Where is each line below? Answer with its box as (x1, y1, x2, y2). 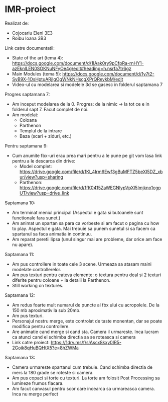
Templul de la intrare (19, 127, 62, 134)
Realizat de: (5, 20, 29, 26)
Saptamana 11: (5, 251, 35, 257)
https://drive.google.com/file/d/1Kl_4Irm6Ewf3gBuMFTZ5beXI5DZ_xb (19, 169, 163, 175)
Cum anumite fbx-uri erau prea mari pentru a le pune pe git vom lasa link (12, 152, 162, 158)
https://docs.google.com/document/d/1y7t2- (62, 70, 155, 76)
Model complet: (19, 163, 52, 169)
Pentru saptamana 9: (5, 142, 48, 149)
